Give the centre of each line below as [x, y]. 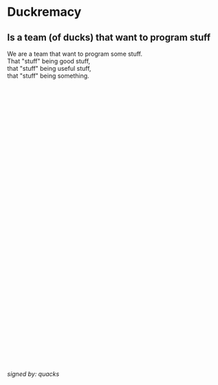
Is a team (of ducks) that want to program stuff [109, 37]
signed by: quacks [33, 374]
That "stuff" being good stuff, [49, 61]
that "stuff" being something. [48, 76]
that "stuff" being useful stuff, [49, 68]
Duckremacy [44, 12]
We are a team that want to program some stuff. [75, 54]
